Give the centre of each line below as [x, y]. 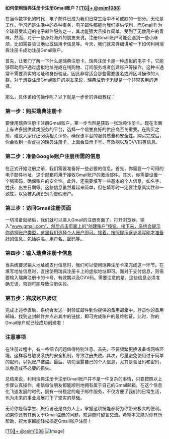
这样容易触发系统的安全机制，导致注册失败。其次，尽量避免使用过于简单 [89, 355]
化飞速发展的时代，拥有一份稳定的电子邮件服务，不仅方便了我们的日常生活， [84, 391]
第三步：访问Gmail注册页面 [38, 208]
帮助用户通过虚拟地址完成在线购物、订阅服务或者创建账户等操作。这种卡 [84, 67]
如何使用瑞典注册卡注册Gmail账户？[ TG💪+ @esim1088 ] [63, 8]
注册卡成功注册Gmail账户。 [37, 50]
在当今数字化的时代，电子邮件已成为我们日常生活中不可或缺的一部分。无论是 [84, 19]
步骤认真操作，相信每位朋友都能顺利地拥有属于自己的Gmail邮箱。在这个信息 [84, 385]
